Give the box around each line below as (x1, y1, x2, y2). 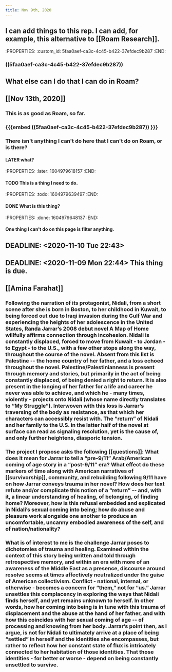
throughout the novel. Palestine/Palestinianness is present (5, 364, 155, 371)
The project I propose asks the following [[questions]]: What (5, 448, 159, 456)
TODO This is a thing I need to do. (5, 179, 78, 186)
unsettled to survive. (5, 661, 59, 668)
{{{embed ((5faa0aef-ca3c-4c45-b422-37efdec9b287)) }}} (5, 123, 158, 131)
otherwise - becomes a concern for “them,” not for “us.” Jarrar (5, 584, 166, 591)
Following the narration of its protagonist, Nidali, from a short (5, 299, 161, 306)
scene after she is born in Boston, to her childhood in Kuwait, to (5, 306, 166, 313)
